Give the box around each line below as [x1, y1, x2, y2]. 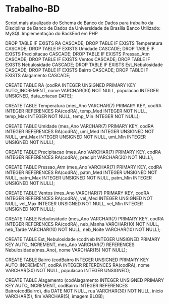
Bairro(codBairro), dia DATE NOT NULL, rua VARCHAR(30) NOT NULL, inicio [5, 288, 163, 294]
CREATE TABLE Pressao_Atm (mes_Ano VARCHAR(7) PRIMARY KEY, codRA [5, 164, 162, 170]
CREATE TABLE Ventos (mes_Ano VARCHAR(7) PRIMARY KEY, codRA [5, 190, 150, 196]
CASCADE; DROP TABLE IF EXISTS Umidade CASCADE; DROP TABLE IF [5, 45, 155, 51]
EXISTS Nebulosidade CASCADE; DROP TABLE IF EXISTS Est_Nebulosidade [5, 62, 163, 68]
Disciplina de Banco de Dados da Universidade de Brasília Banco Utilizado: [5, 25, 160, 31]
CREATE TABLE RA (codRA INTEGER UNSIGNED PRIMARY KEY [5, 82, 136, 88]
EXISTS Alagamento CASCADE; [5, 72, 71, 78]
